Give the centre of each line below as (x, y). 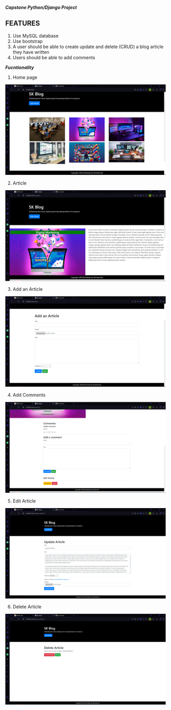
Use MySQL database (35, 36)
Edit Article (24, 501)
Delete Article (27, 607)
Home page (25, 77)
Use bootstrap (28, 41)
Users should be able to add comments (54, 57)
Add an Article (28, 289)
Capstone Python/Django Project (41, 7)
